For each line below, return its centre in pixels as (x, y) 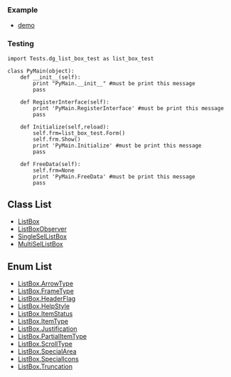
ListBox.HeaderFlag (47, 299)
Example (23, 10)
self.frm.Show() (57, 139)
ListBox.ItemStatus (45, 314)
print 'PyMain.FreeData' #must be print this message (114, 176)
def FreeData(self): (50, 164)
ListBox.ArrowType (45, 284)
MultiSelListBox (40, 244)
